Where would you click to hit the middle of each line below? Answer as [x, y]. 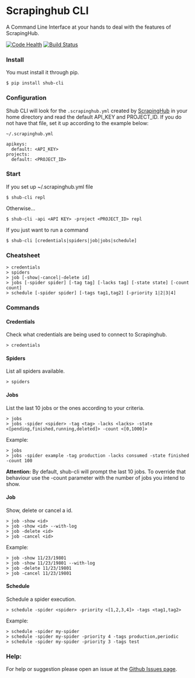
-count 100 [19, 460]
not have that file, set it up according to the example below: [77, 123]
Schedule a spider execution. [41, 599]
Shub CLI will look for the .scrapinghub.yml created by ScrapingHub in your [97, 111]
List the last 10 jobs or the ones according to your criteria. [75, 408]
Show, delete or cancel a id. [39, 510]
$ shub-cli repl [26, 197]
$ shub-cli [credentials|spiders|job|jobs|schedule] [72, 240]
